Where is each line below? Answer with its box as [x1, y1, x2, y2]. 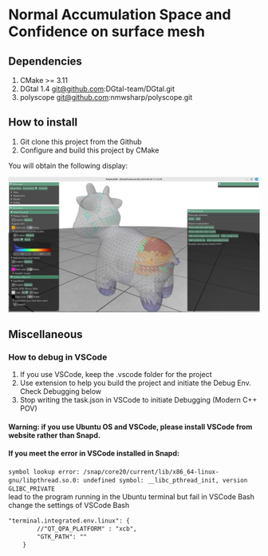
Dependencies [8, 54, 82, 68]
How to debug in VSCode [8, 351, 108, 363]
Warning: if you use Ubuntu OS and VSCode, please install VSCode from [8, 422, 253, 431]
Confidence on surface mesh [8, 22, 206, 41]
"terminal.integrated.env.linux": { [8, 517, 130, 525]
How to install [8, 116, 78, 129]
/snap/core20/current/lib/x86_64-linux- [83, 468, 219, 476]
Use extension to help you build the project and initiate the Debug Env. [19, 378, 251, 388]
